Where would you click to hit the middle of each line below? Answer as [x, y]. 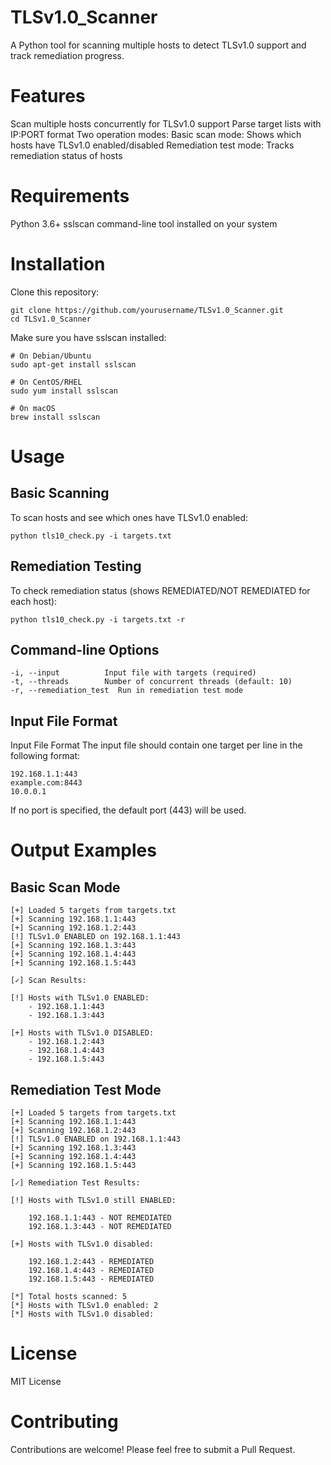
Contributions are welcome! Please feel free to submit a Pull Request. [153, 1449]
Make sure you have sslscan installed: [88, 337]
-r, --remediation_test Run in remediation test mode [127, 691]
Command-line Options [85, 649]
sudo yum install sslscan [64, 391]
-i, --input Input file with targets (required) [133, 673]
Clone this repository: [55, 292]
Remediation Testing [76, 566]
